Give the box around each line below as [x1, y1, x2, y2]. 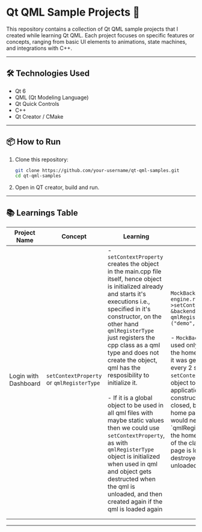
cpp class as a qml [107, 341, 161, 350]
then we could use [107, 424, 160, 432]
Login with [9, 372, 39, 380]
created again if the [107, 498, 163, 506]
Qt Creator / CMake [14, 113, 64, 120]
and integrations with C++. [6, 45, 73, 52]
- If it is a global [107, 394, 153, 402]
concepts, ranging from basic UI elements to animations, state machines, [6, 38, 188, 45]
